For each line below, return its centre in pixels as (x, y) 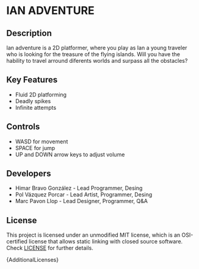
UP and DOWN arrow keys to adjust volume (70, 154)
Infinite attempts (36, 107)
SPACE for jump (35, 148)
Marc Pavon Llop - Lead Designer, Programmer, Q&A (81, 201)
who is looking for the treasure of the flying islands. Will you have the (93, 54)
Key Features (32, 80)
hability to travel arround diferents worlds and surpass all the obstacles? (97, 61)
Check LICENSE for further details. (50, 248)
